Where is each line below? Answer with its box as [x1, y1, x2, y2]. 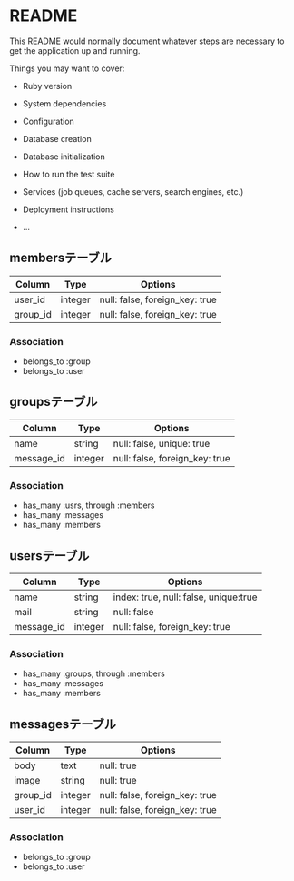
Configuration [22, 116, 74, 127]
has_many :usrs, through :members [22, 500, 155, 511]
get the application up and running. [9, 45, 141, 56]
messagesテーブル [9, 716, 116, 732]
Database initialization [22, 151, 106, 162]
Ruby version [22, 80, 73, 91]
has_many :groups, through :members [22, 668, 165, 679]
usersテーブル [9, 548, 90, 563]
